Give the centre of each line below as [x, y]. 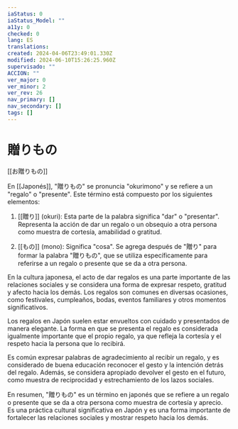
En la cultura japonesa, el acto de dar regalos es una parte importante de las [119, 277]
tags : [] [20, 113]
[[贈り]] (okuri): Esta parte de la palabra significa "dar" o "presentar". [119, 216]
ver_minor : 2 [27, 87]
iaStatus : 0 [25, 14]
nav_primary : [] [31, 100]
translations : [28, 47]
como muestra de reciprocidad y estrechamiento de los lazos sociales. [111, 379]
